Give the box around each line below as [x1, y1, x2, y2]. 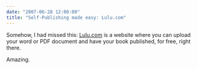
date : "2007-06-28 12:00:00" [6, 8, 80, 15]
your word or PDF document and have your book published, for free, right [6, 38, 191, 45]
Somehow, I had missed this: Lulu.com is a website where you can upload [6, 31, 191, 38]
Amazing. [6, 56, 30, 63]
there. [6, 44, 21, 51]
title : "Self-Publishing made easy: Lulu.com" [6, 15, 126, 21]
